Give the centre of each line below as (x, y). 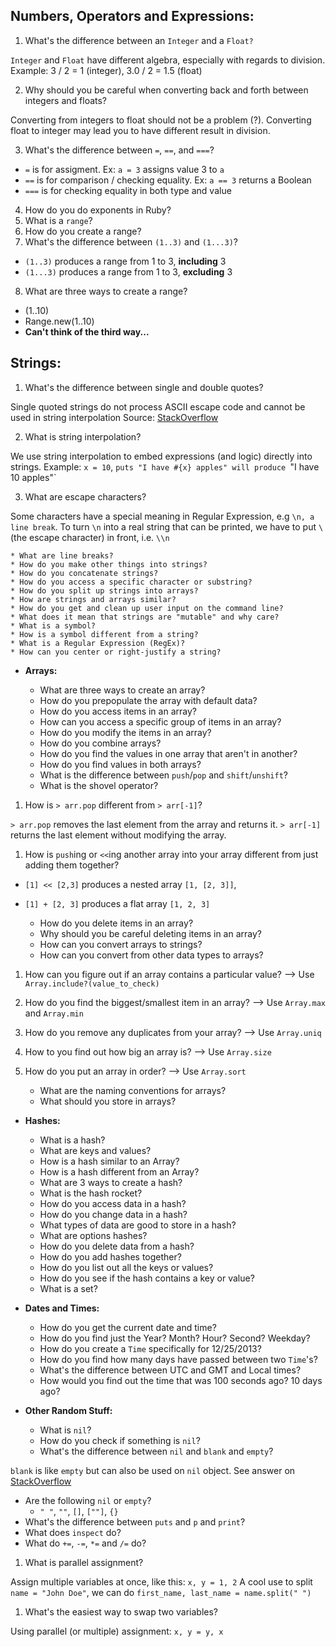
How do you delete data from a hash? (117, 1246)
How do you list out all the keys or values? (126, 1267)
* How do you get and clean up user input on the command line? (147, 608)
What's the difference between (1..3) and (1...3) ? (131, 241)
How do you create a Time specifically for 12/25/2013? (150, 1348)
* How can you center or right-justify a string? (116, 652)
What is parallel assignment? (84, 1562)
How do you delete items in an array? (116, 923)
